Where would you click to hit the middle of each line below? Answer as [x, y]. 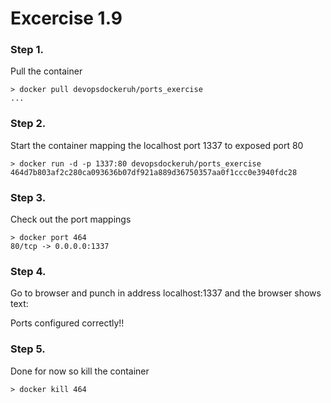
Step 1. [27, 50]
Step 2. [28, 124]
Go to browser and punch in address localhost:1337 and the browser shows [166, 293]
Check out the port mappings [71, 219]
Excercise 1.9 [66, 18]
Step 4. [28, 271]
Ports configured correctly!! [67, 323]
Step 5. [28, 349]
